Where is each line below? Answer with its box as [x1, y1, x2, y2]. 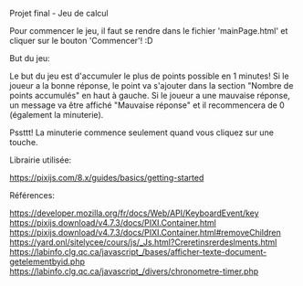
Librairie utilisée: [9, 154, 72, 165]
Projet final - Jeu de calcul [9, 8, 109, 18]
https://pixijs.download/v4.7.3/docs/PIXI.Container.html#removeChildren [9, 228, 281, 238]
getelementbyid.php [9, 256, 85, 267]
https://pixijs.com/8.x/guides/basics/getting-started [9, 173, 204, 183]
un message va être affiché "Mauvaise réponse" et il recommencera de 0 [9, 100, 285, 111]
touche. [9, 137, 38, 147]
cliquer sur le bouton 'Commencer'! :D [9, 36, 153, 46]
